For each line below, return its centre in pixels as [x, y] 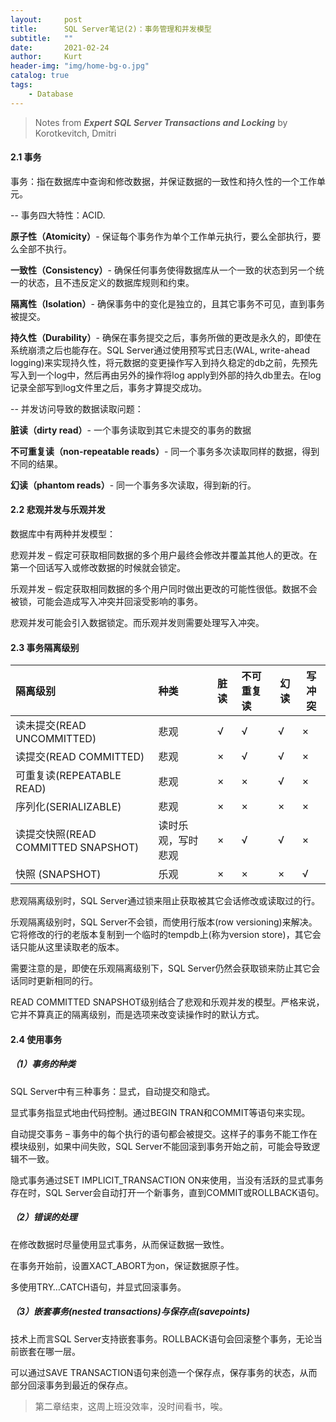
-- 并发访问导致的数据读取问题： [77, 408]
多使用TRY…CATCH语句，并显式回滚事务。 [98, 1287]
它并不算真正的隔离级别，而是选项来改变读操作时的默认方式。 [137, 1015]
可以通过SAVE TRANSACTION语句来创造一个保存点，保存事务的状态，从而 [164, 1372]
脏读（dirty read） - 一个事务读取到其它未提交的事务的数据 [131, 430]
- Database [51, 94]
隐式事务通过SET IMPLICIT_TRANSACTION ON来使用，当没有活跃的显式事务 [167, 1180]
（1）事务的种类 [43, 1064]
